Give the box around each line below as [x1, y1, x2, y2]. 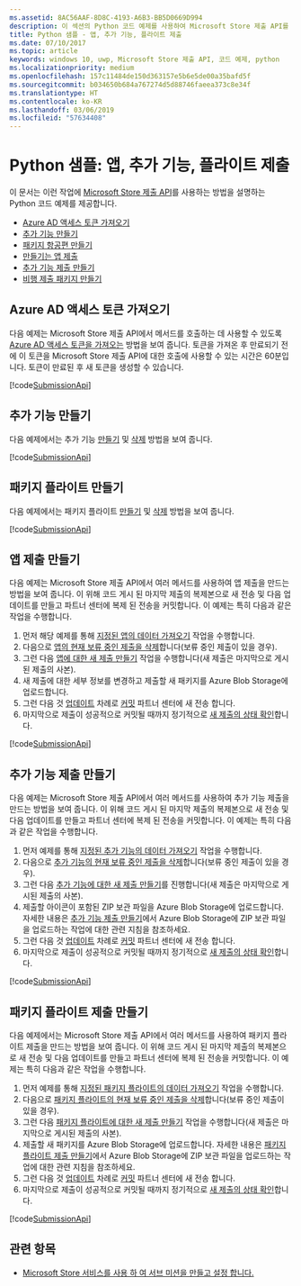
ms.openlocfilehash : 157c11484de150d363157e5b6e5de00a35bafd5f [9, 72, 252, 81]
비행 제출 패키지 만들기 [22, 274, 102, 285]
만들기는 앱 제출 [22, 251, 78, 262]
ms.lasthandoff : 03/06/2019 [9, 105, 115, 114]
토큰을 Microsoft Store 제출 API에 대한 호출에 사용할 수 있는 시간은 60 [28, 350, 275, 361]
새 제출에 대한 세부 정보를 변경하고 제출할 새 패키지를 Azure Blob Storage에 [22, 675, 289, 686]
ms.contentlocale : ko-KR [9, 96, 102, 106]
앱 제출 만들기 [9, 551, 81, 567]
